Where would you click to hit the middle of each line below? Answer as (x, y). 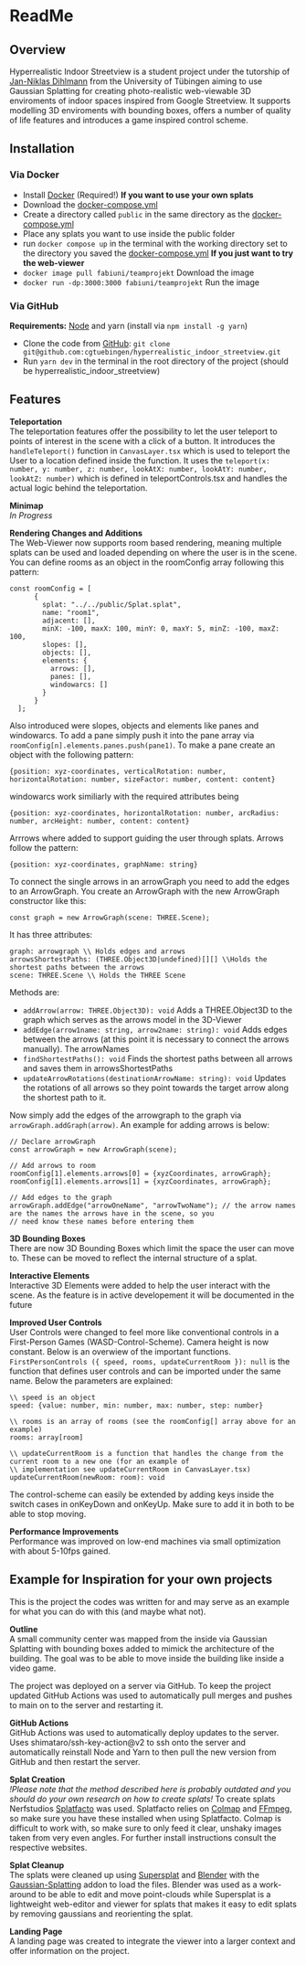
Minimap (26, 505)
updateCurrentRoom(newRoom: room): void (88, 1477)
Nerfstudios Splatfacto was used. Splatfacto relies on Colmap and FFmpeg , (151, 1808)
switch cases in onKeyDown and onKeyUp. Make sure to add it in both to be (152, 1503)
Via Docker (35, 175)
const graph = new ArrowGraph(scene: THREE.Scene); (110, 918)
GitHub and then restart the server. (75, 1761)
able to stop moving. (48, 1514)
